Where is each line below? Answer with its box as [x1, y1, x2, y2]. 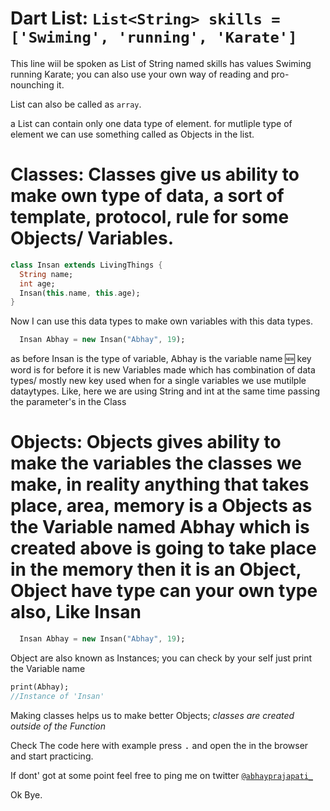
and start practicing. [10, 750, 94, 762]
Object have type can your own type [10, 580, 318, 602]
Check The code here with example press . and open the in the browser [10, 739, 309, 751]
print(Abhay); [10, 682, 70, 692]
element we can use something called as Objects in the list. [10, 128, 255, 140]
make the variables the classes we [10, 452, 303, 475]
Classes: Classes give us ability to [10, 163, 300, 186]
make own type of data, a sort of [10, 185, 285, 207]
